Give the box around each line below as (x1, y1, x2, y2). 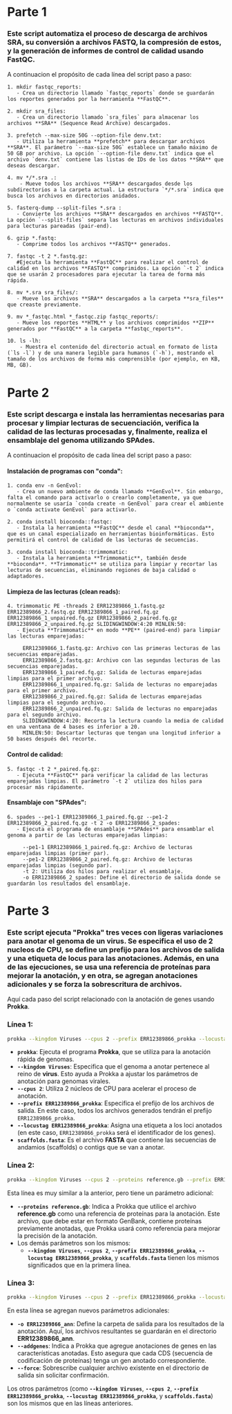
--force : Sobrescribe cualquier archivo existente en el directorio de (17, 1364, 209, 1372)
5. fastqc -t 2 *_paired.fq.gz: (7, 765, 100, 772)
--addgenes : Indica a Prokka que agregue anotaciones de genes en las (17, 1341, 217, 1350)
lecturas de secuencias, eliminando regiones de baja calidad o (7, 567, 196, 574)
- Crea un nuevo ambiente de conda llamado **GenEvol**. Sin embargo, (16, 488, 224, 495)
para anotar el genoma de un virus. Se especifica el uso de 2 (7, 936, 213, 946)
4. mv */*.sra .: (7, 174, 57, 182)
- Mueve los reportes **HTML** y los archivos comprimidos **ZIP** (16, 319, 215, 327)
